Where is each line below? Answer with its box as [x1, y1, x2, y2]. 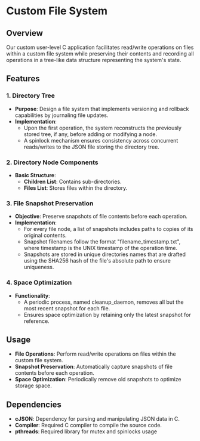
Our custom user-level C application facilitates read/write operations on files [6, 44, 194, 51]
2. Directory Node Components [6, 158, 99, 166]
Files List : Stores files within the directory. [23, 184, 128, 192]
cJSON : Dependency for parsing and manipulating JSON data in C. [14, 415, 180, 423]
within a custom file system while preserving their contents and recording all [6, 50, 194, 57]
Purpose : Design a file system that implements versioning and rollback [14, 105, 189, 112]
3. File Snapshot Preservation [6, 199, 94, 207]
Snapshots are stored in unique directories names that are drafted [23, 251, 186, 258]
